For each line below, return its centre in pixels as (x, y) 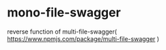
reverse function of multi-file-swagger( (62, 32)
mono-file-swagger (64, 13)
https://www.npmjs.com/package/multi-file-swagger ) (83, 38)
